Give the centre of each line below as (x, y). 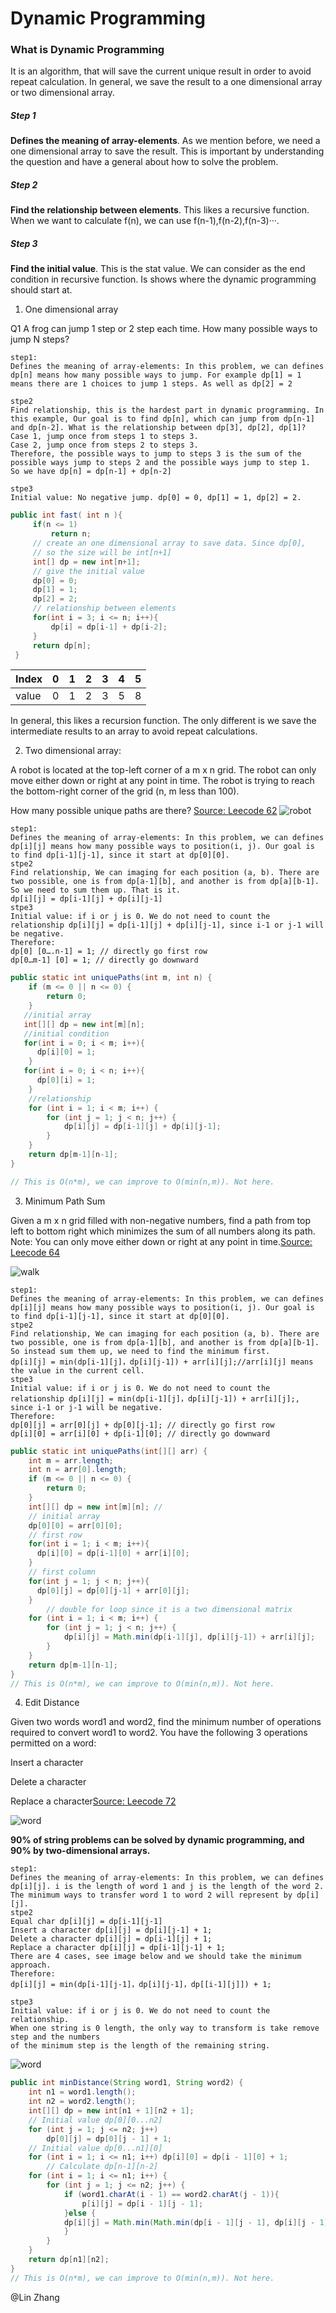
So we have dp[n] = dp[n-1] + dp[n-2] (91, 472)
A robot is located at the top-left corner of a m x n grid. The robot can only (163, 770)
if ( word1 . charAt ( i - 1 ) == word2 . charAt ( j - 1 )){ (171, 2194)
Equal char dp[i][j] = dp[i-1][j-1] (86, 1922)
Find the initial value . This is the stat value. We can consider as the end (158, 269)
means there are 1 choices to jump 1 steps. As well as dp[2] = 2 (151, 384)
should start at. (41, 290)
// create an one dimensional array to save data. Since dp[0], (169, 543)
